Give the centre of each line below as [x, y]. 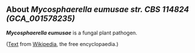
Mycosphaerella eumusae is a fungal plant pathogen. [72, 33]
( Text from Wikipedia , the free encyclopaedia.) [62, 44]
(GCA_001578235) [41, 19]
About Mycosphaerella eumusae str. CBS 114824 [97, 10]
